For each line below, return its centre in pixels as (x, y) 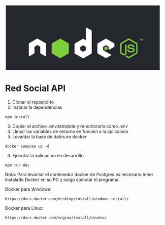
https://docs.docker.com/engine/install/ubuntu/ (56, 218)
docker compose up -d (27, 146)
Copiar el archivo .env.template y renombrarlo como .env (70, 126)
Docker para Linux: (24, 208)
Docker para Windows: (28, 189)
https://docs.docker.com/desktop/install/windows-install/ (67, 199)
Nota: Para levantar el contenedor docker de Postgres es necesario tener (79, 174)
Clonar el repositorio (33, 102)
